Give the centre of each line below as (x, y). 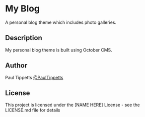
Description (24, 38)
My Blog (22, 9)
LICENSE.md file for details (33, 110)
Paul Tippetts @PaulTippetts (34, 77)
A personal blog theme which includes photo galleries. (61, 22)
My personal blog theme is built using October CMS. (59, 50)
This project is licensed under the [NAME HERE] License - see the (72, 105)
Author (16, 66)
